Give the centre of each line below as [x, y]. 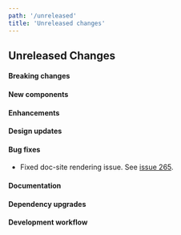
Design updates [35, 131]
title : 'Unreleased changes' [57, 23]
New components [38, 95]
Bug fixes [24, 149]
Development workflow [48, 222]
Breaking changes [39, 76]
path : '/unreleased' [43, 16]
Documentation [35, 186]
